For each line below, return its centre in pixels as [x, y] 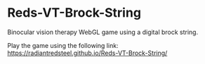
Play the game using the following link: [63, 45]
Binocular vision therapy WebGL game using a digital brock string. [103, 32]
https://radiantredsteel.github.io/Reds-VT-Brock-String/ [87, 53]
